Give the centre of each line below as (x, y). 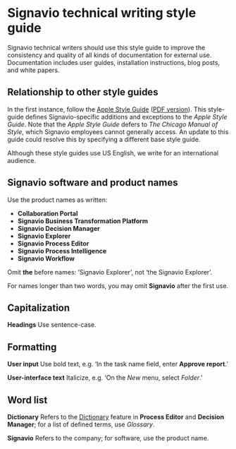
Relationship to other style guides (83, 92)
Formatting (32, 347)
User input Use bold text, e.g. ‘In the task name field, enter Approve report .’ (118, 364)
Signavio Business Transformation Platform (82, 221)
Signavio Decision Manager (58, 228)
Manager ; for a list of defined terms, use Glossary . (81, 424)
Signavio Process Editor (53, 243)
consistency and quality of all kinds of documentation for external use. (110, 55)
